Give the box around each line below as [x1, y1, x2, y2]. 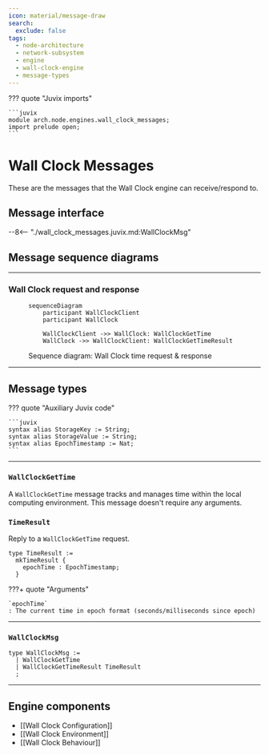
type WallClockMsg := [8, 649, 81, 657]
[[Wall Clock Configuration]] [19, 721, 113, 730]
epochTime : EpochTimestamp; [22, 563, 120, 571]
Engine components [8, 699, 110, 713]
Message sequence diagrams [8, 250, 159, 264]
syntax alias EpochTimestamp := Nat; [8, 440, 134, 448]
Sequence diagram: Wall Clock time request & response [28, 351, 212, 361]
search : [8, 19, 34, 27]
